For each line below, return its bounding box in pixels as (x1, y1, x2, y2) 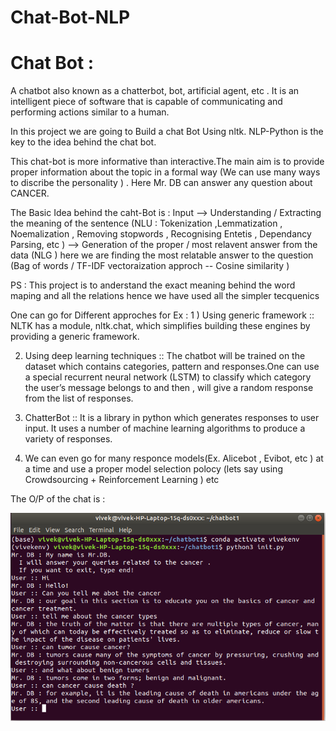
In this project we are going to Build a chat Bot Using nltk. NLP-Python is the (10, 126, 324, 138)
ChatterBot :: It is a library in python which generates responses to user (24, 412, 320, 424)
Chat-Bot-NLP (10, 6, 131, 29)
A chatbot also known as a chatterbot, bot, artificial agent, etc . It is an (10, 85, 300, 97)
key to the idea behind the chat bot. (10, 136, 157, 148)
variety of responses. (24, 433, 113, 445)
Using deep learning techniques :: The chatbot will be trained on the (24, 350, 306, 362)
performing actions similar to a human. (10, 106, 170, 118)
